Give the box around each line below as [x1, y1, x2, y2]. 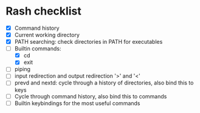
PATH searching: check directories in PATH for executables [14, 38, 163, 46]
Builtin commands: [14, 45, 61, 52]
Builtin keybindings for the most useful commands [14, 99, 140, 107]
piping [14, 66, 31, 73]
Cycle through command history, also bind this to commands [14, 92, 167, 100]
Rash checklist [5, 4, 81, 18]
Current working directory [14, 32, 80, 38]
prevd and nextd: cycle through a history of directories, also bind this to [14, 79, 194, 86]
